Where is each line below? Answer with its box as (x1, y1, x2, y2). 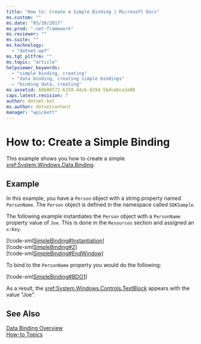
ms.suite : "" (6, 37, 39, 43)
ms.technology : (6, 43, 44, 49)
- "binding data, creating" (11, 82, 82, 88)
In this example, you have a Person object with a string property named (6, 195, 181, 202)
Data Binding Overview (6, 324, 63, 331)
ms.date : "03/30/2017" (6, 20, 63, 26)
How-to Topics (6, 331, 43, 338)
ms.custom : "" (6, 14, 42, 20)
